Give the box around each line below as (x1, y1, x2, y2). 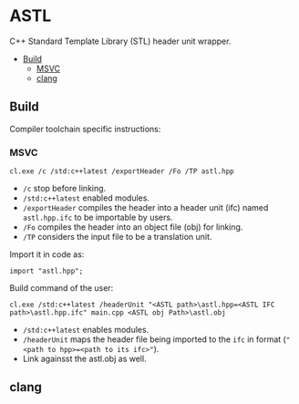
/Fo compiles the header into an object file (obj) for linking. (22, 222, 243, 233)
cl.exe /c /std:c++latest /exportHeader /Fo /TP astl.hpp (9, 167, 234, 176)
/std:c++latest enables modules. (22, 325, 149, 336)
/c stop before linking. (22, 183, 107, 194)
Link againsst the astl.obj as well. (22, 353, 148, 365)
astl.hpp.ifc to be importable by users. (22, 212, 173, 223)
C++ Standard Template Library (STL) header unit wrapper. (9, 36, 232, 47)
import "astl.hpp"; (9, 266, 84, 276)
